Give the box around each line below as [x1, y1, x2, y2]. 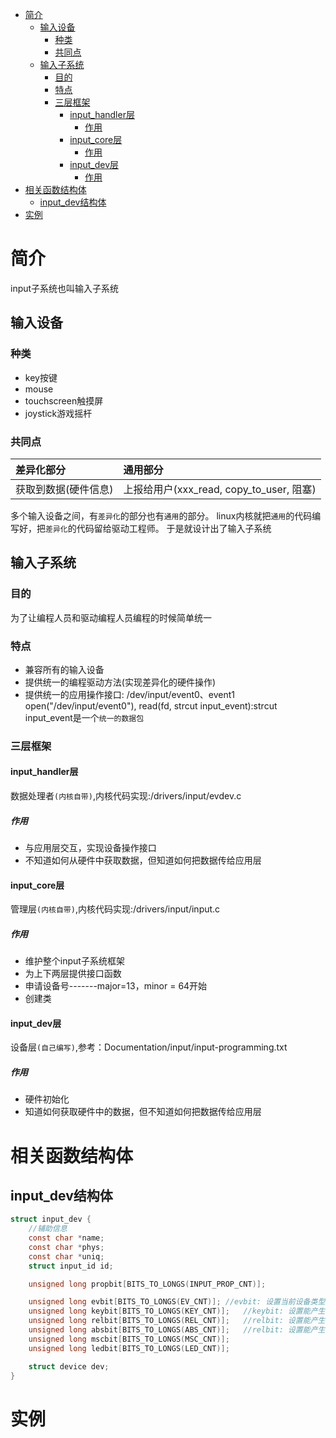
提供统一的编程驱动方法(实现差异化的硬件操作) [24, 676, 217, 688]
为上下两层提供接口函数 [24, 968, 122, 980]
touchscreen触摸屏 [24, 394, 104, 407]
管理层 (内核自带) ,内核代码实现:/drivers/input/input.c [10, 903, 221, 915]
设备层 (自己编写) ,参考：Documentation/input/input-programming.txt [10, 1041, 288, 1053]
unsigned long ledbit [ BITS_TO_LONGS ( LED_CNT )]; [28, 1343, 230, 1353]
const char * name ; [28, 1233, 105, 1243]
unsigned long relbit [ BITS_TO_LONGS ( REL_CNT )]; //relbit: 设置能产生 [28, 1316, 326, 1326]
